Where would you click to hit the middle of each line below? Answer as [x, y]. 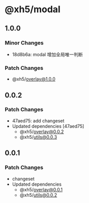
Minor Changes [24, 43]
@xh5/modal [33, 9]
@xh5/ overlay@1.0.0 [34, 79]
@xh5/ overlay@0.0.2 [42, 132]
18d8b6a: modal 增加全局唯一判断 [47, 54]
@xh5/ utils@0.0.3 [38, 137]
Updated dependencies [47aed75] [48, 126]
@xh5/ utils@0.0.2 [38, 195]
